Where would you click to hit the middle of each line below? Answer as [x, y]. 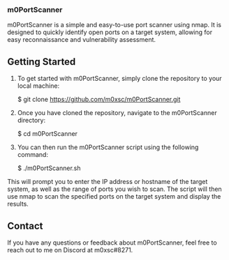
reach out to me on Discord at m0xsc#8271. [70, 250]
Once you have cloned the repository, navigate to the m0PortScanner [117, 113]
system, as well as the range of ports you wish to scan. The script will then [114, 189]
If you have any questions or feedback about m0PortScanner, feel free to [112, 243]
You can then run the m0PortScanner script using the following [108, 147]
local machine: [38, 86]
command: [33, 155]
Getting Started [42, 62]
